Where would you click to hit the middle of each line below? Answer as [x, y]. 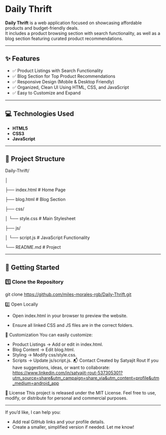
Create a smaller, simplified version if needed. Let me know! [73, 427]
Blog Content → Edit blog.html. [43, 350]
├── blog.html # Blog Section [35, 199]
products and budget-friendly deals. [42, 28]
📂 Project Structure [35, 159]
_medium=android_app [36, 383]
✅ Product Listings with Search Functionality [58, 71]
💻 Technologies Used [40, 114]
